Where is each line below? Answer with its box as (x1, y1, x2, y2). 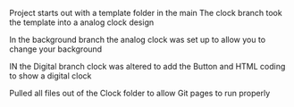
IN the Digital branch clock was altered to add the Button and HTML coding (9, 62, 286, 71)
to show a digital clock (9, 70, 92, 81)
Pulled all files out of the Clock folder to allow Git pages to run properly (9, 88, 271, 98)
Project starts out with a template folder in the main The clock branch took (9, 8, 283, 18)
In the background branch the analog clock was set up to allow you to (9, 35, 266, 45)
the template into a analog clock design (9, 17, 155, 28)
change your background (9, 44, 103, 54)
